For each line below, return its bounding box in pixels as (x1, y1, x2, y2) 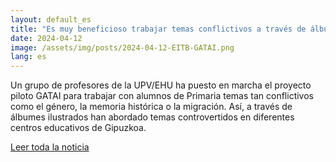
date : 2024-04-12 (10, 33, 83, 43)
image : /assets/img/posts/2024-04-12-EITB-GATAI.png (10, 42, 235, 53)
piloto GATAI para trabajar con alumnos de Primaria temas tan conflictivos (10, 90, 314, 102)
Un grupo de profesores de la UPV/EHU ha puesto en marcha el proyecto (10, 79, 312, 91)
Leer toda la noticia (10, 141, 90, 153)
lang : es (10, 52, 47, 62)
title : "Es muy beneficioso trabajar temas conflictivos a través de (10, 24, 307, 34)
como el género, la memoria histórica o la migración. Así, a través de (10, 101, 293, 113)
